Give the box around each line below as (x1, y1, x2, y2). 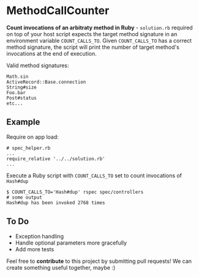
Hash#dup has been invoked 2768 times (6, 199, 105, 205)
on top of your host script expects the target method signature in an (6, 30, 178, 37)
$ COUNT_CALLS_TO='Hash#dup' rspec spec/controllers (6, 189, 144, 195)
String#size (6, 84, 37, 90)
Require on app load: (6, 133, 59, 141)
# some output (6, 194, 43, 201)
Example (6, 117, 40, 127)
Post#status (6, 95, 37, 101)
